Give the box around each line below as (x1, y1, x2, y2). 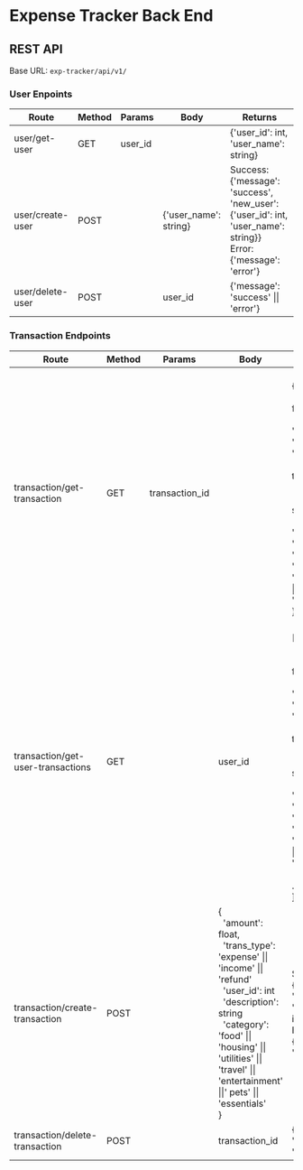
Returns (242, 111, 278, 124)
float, (217, 927, 241, 940)
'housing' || (217, 1040, 267, 1053)
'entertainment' (217, 1074, 283, 1087)
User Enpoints (9, 88, 73, 100)
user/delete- (14, 285, 69, 298)
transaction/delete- (14, 1128, 97, 1141)
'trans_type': (223, 939, 276, 952)
